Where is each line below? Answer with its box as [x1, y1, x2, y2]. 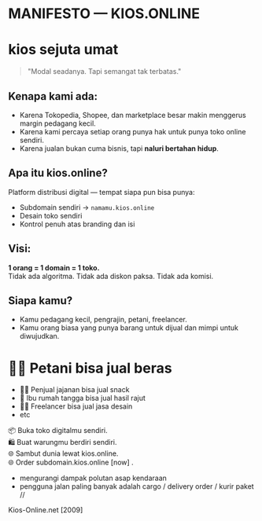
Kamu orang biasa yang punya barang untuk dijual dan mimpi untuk [19, 323, 238, 332]
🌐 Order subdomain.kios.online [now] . [8, 457, 134, 468]
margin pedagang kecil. [19, 119, 96, 128]
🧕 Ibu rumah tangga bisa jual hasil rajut [19, 394, 146, 403]
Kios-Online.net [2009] [8, 505, 83, 515]
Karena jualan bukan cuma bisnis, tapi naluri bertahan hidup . [19, 143, 219, 153]
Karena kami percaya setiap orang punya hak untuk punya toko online [19, 127, 246, 136]
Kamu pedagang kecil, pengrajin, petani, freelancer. [19, 315, 187, 325]
